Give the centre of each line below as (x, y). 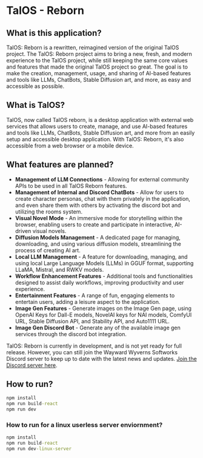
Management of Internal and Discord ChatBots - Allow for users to (99, 192)
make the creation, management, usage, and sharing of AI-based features (99, 73)
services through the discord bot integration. (71, 334)
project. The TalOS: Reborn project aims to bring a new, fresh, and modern (99, 54)
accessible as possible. (35, 86)
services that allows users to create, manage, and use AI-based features (97, 126)
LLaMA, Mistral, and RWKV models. (59, 269)
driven (23, 231)
